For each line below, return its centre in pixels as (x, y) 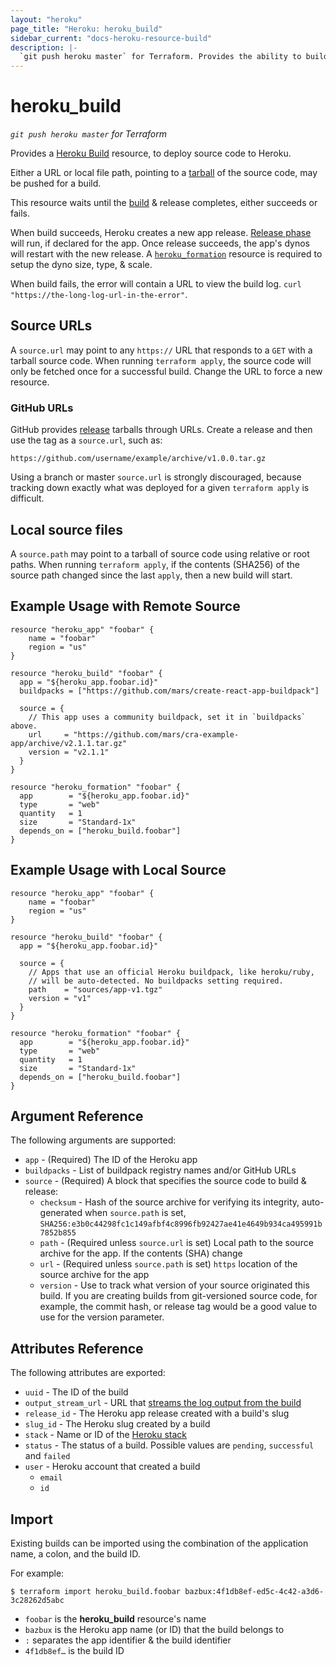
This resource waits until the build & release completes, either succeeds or (164, 203)
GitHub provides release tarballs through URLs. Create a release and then (161, 430)
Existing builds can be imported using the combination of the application (159, 1543)
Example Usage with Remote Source (125, 606)
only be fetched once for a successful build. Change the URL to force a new (166, 371)
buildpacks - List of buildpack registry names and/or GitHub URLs (160, 1170)
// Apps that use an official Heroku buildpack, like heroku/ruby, (171, 972)
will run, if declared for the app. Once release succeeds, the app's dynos (160, 243)
